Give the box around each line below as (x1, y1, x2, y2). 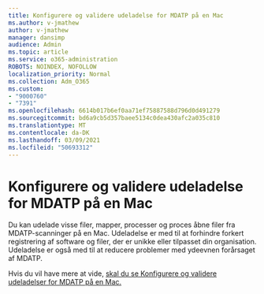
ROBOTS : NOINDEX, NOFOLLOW (8, 63, 97, 71)
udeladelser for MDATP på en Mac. (8, 277, 122, 287)
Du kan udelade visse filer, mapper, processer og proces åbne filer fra (8, 220, 236, 229)
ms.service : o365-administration (8, 56, 118, 64)
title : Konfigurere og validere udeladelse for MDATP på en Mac (8, 11, 224, 20)
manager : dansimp (8, 33, 65, 42)
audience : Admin (8, 41, 61, 49)
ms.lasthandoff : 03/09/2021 (8, 136, 101, 144)
